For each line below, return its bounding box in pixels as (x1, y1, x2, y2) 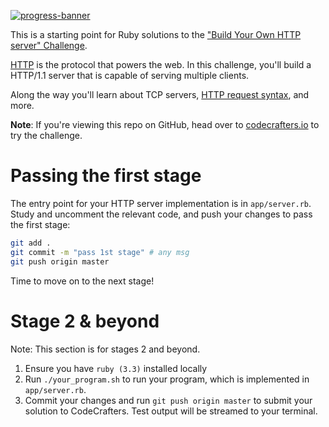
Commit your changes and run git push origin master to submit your (24, 394, 313, 406)
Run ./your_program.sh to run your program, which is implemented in (24, 373, 310, 385)
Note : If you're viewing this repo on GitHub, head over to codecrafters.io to (10, 119, 320, 130)
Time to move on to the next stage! (10, 275, 155, 287)
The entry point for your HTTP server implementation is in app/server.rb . (10, 197, 312, 209)
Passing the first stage (10, 165, 202, 187)
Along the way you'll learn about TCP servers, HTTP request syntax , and (10, 89, 310, 100)
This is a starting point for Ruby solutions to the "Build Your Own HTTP (10, 29, 302, 40)
